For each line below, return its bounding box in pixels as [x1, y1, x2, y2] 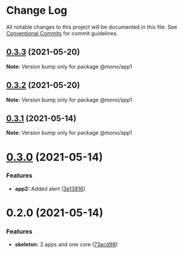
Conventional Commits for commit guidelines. [6, 29, 118, 36]
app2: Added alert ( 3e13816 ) [14, 185, 85, 192]
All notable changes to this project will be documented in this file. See [6, 23, 178, 30]
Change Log [6, 4, 67, 17]
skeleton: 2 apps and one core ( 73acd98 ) [14, 241, 118, 248]
